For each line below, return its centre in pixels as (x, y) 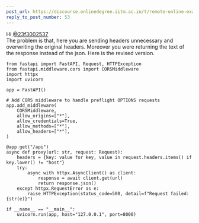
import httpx (22, 74)
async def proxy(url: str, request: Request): (65, 152)
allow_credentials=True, (47, 121)
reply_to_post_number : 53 (38, 17)
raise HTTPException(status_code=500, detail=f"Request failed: (108, 193)
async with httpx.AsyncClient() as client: (82, 173)
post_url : (18, 12)
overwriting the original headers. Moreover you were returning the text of (95, 47)
